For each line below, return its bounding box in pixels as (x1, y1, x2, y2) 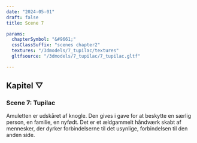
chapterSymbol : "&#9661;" (11, 37, 77, 43)
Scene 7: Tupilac (6, 99, 56, 107)
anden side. (6, 132, 35, 139)
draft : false (6, 14, 39, 20)
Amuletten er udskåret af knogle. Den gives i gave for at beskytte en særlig (6, 112, 192, 120)
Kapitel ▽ (6, 81, 44, 91)
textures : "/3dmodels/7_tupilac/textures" (11, 47, 119, 54)
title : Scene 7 (6, 20, 44, 26)
